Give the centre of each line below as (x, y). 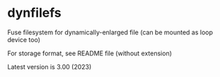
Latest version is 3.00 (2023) (50, 66)
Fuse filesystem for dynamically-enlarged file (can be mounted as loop (110, 32)
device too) (24, 39)
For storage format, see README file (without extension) (89, 53)
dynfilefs (34, 13)
